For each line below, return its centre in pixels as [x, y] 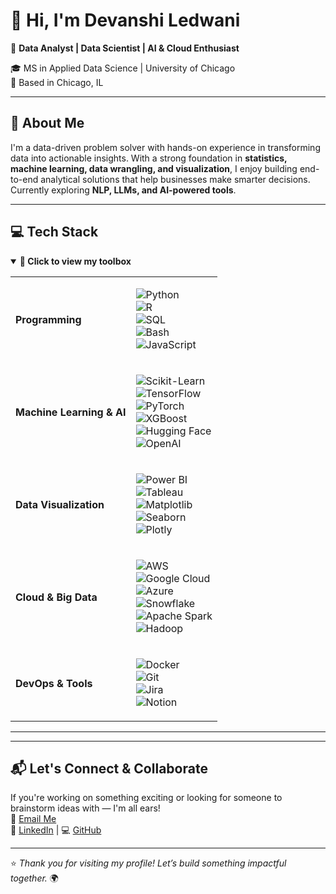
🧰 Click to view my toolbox [75, 261]
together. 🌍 [34, 878]
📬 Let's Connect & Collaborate [109, 768]
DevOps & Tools [54, 683]
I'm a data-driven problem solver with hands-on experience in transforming [165, 147]
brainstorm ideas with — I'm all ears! [85, 808]
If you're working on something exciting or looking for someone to [146, 798]
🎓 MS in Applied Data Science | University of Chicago [123, 68]
